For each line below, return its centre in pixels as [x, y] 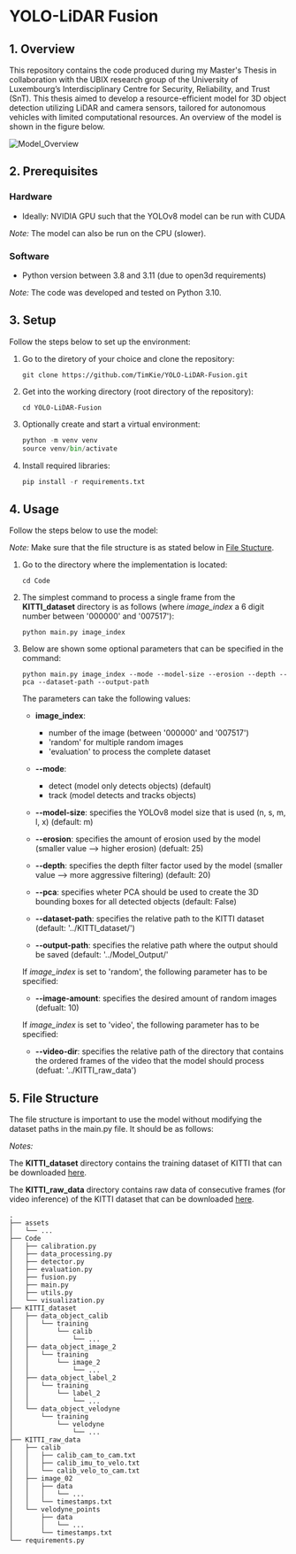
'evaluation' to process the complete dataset [129, 752]
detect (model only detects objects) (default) [130, 786]
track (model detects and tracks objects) [122, 796]
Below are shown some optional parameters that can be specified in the [153, 649]
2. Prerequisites [54, 171]
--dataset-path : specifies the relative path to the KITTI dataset [150, 919]
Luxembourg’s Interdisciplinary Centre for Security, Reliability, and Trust [140, 89]
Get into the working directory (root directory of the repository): [138, 391]
